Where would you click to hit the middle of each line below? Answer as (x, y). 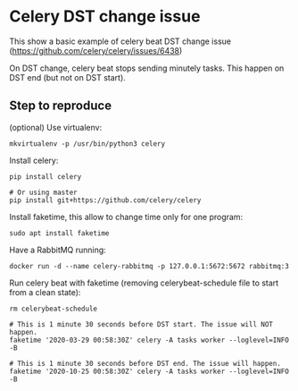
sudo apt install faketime (59, 233)
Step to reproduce (61, 106)
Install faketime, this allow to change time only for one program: (126, 217)
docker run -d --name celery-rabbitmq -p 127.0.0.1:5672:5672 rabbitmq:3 (149, 266)
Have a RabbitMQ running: (58, 250)
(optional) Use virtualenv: (56, 127)
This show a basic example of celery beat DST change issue (120, 41)
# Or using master (43, 192)
